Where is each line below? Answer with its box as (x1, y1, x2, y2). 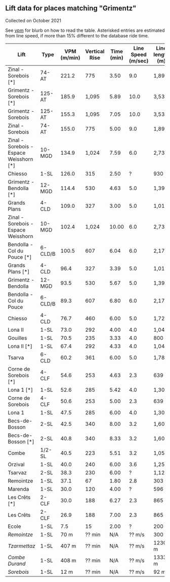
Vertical (85, 48, 105, 55)
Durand (8, 560, 26, 567)
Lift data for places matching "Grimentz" (5, 4, 137, 13)
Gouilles (8, 334, 27, 341)
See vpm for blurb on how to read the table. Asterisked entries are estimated (5, 27, 165, 33)
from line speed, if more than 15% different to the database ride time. (5, 32, 149, 38)
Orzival (8, 461, 25, 468)
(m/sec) (129, 57, 149, 64)
